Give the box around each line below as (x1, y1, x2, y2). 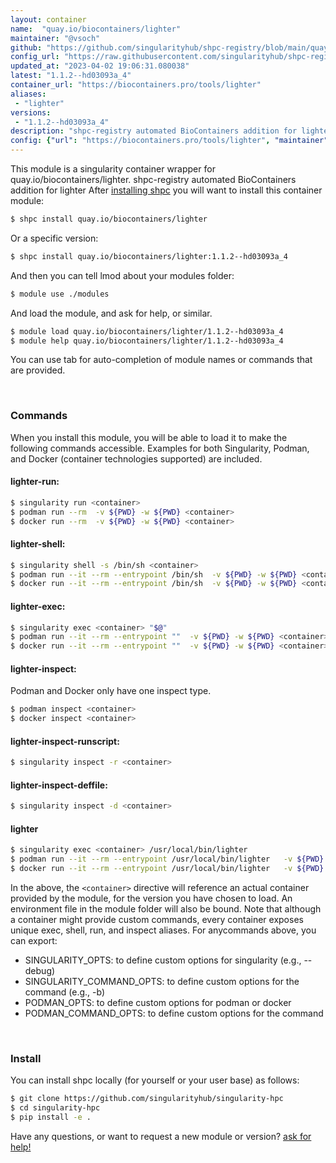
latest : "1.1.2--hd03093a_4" (10, 71, 132, 81)
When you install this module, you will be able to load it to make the (10, 431, 288, 443)
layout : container (10, 14, 87, 25)
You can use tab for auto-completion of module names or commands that (10, 354, 313, 366)
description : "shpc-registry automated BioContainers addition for (10, 126, 298, 136)
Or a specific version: (10, 232, 99, 244)
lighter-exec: (10, 600, 66, 612)
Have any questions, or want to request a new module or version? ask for (10, 1131, 312, 1143)
